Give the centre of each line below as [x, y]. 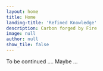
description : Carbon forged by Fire [51, 28]
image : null [21, 34]
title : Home [21, 17]
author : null [22, 39]
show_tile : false [28, 45]
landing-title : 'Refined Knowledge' [51, 22]
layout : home [22, 12]
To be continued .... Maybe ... [42, 61]
